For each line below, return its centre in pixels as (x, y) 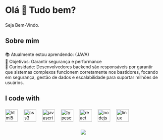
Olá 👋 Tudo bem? (41, 10)
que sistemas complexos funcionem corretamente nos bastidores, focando (82, 72)
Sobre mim (22, 41)
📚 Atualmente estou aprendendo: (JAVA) (47, 54)
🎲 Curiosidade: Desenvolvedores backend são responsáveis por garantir (79, 67)
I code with (23, 98)
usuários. (15, 83)
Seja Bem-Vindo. (22, 25)
